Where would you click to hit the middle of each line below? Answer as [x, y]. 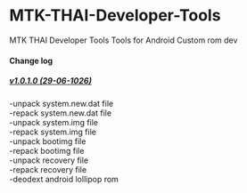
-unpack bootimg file [48, 141]
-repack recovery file [48, 169]
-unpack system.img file [54, 122]
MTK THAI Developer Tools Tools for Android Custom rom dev [123, 40]
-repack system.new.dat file [61, 113]
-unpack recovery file [49, 160]
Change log [31, 60]
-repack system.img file [53, 132]
